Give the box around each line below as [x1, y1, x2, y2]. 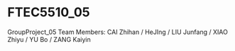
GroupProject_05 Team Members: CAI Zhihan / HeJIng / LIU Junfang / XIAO [7, 28, 229, 36]
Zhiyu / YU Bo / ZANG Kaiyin [7, 35, 91, 43]
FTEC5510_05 [7, 4, 90, 21]
